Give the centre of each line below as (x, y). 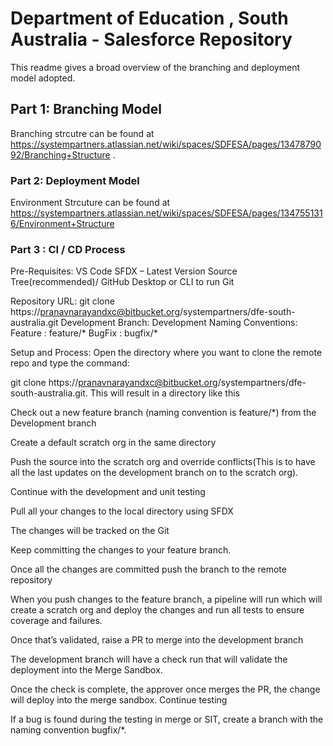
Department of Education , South (149, 18)
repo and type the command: (70, 363)
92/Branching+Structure (60, 154)
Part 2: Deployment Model (75, 180)
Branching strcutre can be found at (82, 133)
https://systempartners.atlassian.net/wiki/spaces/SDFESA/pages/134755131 (166, 213)
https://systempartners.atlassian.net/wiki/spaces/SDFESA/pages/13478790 (166, 144)
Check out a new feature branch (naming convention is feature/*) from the (163, 413)
